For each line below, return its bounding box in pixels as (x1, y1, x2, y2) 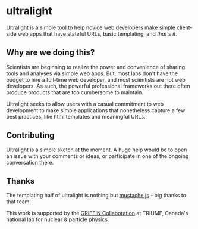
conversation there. (6, 159, 54, 166)
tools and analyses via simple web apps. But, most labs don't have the (6, 70, 178, 77)
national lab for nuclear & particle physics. (6, 216, 109, 223)
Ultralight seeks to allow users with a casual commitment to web (6, 100, 164, 107)
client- (176, 24, 193, 31)
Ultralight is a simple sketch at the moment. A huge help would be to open (6, 146, 187, 153)
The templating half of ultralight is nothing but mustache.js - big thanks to (6, 192, 186, 199)
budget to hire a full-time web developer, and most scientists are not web (6, 76, 186, 83)
